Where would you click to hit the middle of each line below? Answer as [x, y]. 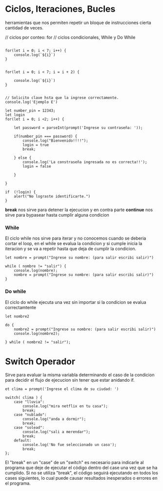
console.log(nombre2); [37, 333]
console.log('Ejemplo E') [31, 102]
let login [15, 115]
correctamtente [21, 307]
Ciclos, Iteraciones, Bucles [60, 9]
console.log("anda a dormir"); [54, 419]
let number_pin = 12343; [30, 110]
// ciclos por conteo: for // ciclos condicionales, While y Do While [70, 37]
